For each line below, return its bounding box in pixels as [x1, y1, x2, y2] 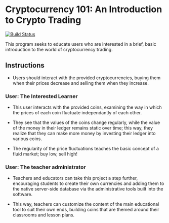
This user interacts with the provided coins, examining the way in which [12, 104, 162, 110]
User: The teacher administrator [5, 164, 86, 171]
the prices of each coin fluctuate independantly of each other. [12, 110, 142, 116]
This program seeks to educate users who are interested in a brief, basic [5, 41, 157, 47]
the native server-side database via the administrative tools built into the [12, 186, 163, 192]
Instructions [5, 61, 45, 70]
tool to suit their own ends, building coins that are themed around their [12, 207, 159, 213]
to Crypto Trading [5, 14, 81, 26]
